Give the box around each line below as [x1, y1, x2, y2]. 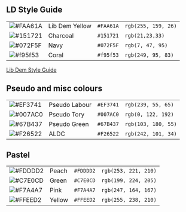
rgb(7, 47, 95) [124, 42, 168, 48]
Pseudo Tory [48, 110, 85, 118]
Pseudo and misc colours [6, 84, 103, 94]
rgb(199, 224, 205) [101, 177, 157, 184]
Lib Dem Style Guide [6, 66, 57, 73]
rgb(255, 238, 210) [101, 196, 157, 204]
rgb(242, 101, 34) [124, 130, 178, 137]
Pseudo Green [48, 119, 89, 128]
